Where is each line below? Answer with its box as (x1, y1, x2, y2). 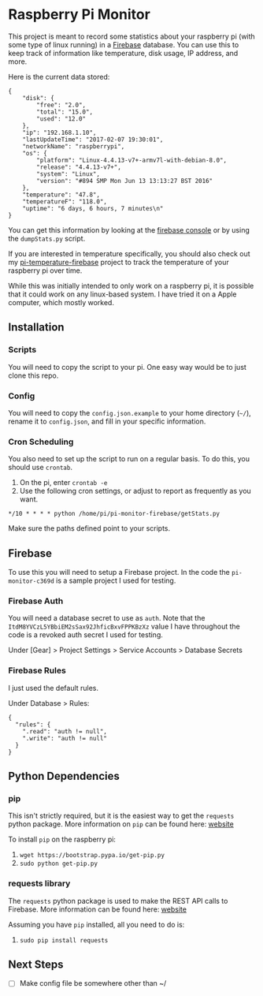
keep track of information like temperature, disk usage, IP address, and (8, 48, 239, 58)
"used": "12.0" (36, 114, 87, 123)
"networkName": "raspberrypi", (22, 142, 125, 151)
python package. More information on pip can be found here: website (8, 819, 234, 829)
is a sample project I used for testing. (56, 576, 176, 585)
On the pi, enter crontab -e (19, 478, 108, 487)
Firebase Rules (8, 665, 67, 676)
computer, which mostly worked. (8, 297, 114, 307)
